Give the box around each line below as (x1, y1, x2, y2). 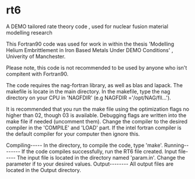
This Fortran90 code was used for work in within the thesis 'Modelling (6, 40, 175, 47)
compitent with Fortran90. (6, 70, 69, 77)
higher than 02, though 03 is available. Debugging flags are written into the (6, 112, 187, 119)
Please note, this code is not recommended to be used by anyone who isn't (6, 64, 187, 71)
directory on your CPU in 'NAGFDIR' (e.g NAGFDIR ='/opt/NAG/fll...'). (6, 94, 171, 101)
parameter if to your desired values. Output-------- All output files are (6, 160, 174, 167)
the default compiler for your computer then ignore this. (6, 130, 140, 137)
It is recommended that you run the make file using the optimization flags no (6, 105, 190, 112)
